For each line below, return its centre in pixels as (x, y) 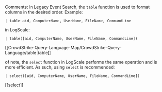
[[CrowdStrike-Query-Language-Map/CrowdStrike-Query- (64, 47)
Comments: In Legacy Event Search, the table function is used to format (77, 7)
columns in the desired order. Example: (44, 12)
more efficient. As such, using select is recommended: (60, 67)
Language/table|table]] (28, 53)
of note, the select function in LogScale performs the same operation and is (81, 62)
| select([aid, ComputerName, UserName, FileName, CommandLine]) (72, 76)
